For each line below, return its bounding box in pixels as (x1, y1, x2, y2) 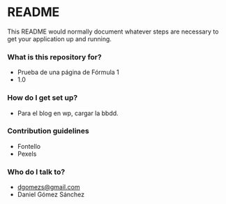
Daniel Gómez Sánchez (17, 190, 85, 199)
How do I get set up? (7, 93, 78, 103)
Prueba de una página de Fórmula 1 (17, 68, 120, 77)
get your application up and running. (7, 34, 112, 43)
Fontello (17, 142, 40, 150)
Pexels (17, 150, 37, 158)
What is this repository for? (7, 52, 103, 61)
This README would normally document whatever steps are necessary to (7, 27, 219, 36)
